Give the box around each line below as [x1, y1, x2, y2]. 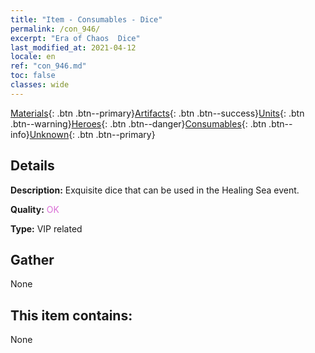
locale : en [10, 52, 56, 62]
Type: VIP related [10, 222, 83, 235]
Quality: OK [10, 203, 60, 215]
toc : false [10, 71, 56, 81]
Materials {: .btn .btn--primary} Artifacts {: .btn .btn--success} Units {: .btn [10, 107, 305, 119]
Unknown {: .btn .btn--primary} [29, 128, 156, 140]
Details [10, 157, 55, 175]
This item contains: [10, 307, 133, 324]
